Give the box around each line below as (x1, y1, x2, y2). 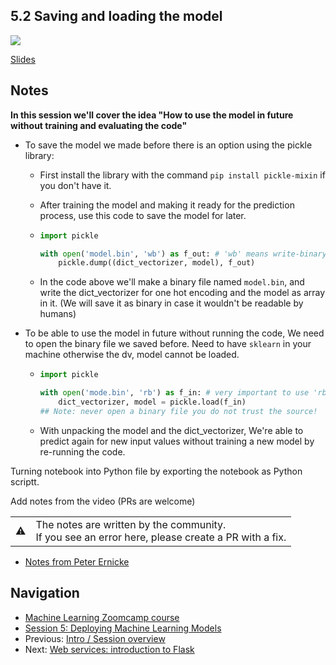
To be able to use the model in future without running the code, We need (24, 327, 325, 339)
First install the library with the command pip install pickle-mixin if (39, 169, 326, 181)
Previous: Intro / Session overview (24, 632, 166, 644)
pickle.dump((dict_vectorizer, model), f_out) (58, 258, 256, 268)
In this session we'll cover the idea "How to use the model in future (10, 109, 294, 121)
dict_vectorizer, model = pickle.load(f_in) (58, 397, 247, 407)
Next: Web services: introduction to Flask (24, 643, 195, 655)
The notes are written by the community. (35, 517, 227, 531)
